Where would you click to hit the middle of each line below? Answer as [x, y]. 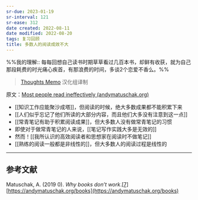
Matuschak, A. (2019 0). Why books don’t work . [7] [67, 184]
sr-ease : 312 [22, 22]
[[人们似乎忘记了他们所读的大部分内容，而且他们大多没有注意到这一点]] [101, 114]
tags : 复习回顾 [23, 39]
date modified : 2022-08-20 [39, 34]
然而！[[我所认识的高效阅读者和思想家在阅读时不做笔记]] [83, 136]
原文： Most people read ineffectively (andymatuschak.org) [77, 94]
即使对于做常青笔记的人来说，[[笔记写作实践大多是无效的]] [86, 129]
